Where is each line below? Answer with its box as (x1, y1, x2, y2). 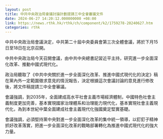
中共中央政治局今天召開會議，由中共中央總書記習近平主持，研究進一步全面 (5, 55, 154, 61)
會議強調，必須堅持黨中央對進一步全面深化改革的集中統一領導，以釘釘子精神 (5, 117, 158, 123)
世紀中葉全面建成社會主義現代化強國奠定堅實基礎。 (30, 106, 132, 112)
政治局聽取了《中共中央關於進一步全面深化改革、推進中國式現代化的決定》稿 (5, 72, 158, 77)
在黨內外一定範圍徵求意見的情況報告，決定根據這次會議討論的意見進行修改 (5, 78, 154, 84)
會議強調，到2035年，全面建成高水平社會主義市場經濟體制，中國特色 (5, 94, 143, 100)
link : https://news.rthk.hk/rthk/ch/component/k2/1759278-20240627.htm (5, 20, 153, 26)
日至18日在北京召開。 (5, 45, 48, 51)
